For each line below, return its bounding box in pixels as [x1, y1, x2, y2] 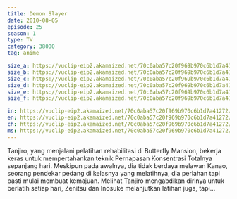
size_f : [7, 95, 30, 102]
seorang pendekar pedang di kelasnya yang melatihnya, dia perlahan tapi [7, 169, 221, 177]
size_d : [7, 82, 30, 89]
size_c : [7, 75, 30, 82]
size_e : [7, 89, 30, 96]
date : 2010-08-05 [7, 17, 59, 24]
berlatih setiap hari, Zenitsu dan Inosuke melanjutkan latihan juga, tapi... [7, 184, 216, 192]
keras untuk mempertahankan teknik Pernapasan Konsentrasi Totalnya [7, 154, 213, 162]
